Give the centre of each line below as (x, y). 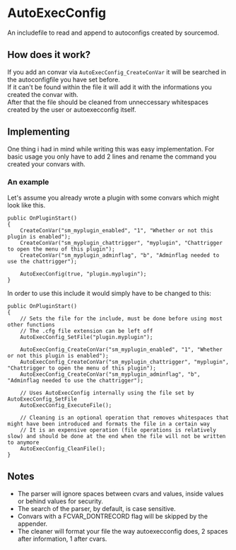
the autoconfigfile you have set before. (64, 79)
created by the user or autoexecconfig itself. (72, 109)
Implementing (39, 132)
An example (28, 182)
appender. (33, 523)
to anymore (23, 442)
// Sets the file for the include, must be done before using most (121, 319)
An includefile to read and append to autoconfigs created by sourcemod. (113, 33)
